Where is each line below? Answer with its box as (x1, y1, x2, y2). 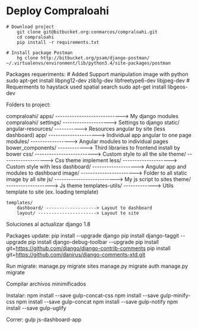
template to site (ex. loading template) (6, 188, 99, 195)
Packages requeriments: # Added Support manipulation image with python (6, 70, 189, 78)
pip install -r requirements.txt (17, 39, 100, 45)
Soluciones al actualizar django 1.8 (6, 220, 91, 227)
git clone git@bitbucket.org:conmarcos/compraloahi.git (17, 29, 158, 35)
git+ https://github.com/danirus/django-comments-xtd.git (6, 251, 145, 258)
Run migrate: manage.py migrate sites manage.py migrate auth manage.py (6, 262, 189, 270)
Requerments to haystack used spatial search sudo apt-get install (6, 83, 167, 90)
